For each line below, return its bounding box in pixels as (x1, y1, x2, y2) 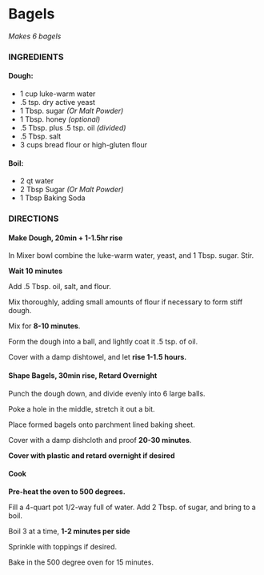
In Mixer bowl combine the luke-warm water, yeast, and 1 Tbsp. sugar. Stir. (8, 251, 254, 260)
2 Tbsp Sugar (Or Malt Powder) (19, 185, 124, 195)
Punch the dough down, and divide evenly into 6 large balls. (8, 388, 206, 398)
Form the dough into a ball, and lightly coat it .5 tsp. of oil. (8, 337, 198, 347)
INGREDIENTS (8, 51, 64, 62)
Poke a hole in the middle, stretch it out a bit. (8, 404, 155, 413)
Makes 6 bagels (8, 31, 62, 41)
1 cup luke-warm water (19, 89, 96, 99)
